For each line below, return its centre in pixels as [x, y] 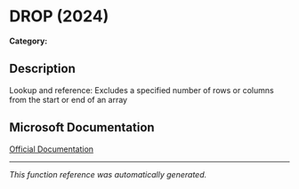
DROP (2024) [59, 16]
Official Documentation [52, 149]
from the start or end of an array [68, 99]
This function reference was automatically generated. [108, 174]
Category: [28, 41]
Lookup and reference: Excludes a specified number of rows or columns [141, 90]
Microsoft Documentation [82, 127]
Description [42, 69]
